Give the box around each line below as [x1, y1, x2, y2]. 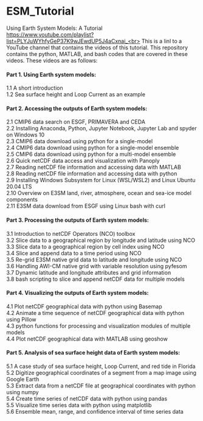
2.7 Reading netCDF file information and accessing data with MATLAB [6, 163, 181, 171]
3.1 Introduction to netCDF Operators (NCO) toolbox [6, 230, 136, 237]
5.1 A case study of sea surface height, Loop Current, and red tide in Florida [6, 363, 196, 370]
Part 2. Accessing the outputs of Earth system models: [6, 105, 148, 112]
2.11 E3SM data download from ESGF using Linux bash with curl [6, 202, 166, 210]
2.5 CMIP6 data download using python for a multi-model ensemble [6, 150, 176, 158]
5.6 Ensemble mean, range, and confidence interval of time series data [6, 408, 184, 415]
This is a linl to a [142, 37, 182, 44]
